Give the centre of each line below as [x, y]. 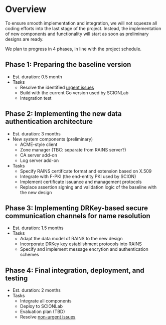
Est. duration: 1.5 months [38, 228]
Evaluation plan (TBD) [42, 311]
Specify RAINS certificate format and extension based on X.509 [86, 171]
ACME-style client [39, 144]
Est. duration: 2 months [37, 290]
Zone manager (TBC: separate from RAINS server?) [73, 149]
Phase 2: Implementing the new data [63, 114]
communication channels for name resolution [78, 216]
